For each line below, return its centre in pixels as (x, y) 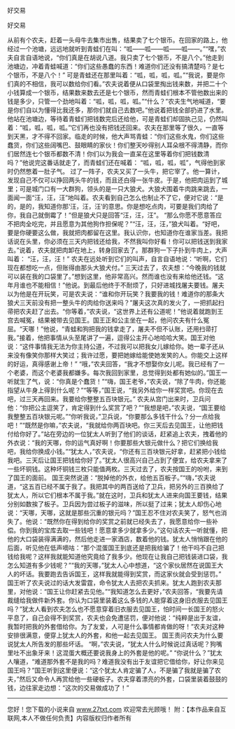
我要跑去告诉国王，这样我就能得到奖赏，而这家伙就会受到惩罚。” (129, 574)
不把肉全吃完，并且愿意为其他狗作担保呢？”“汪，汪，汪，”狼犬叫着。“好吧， (115, 224)
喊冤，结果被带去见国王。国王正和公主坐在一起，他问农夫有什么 (111, 320)
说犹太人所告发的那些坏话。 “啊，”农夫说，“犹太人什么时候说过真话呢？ (109, 644)
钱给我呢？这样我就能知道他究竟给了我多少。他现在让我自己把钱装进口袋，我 (117, 556)
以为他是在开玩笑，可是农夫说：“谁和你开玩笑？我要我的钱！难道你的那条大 (116, 294)
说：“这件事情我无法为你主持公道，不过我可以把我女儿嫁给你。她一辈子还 (113, 346)
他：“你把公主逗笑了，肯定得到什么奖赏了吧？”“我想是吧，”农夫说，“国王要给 (116, 408)
